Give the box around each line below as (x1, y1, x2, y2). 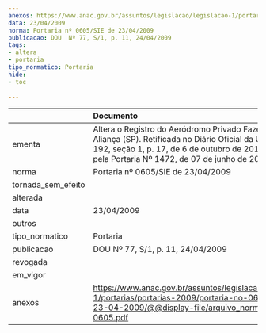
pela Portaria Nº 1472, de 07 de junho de (93, 154, 248, 165)
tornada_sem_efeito (12, 179, 85, 190)
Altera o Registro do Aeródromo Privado (93, 124, 241, 135)
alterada (12, 192, 44, 203)
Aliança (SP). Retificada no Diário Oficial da (93, 134, 253, 145)
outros (12, 218, 37, 229)
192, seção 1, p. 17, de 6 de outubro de (93, 144, 242, 155)
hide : (8, 71, 26, 78)
